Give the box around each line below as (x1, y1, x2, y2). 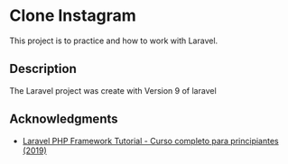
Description (9, 61, 77, 77)
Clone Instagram (9, 5, 137, 26)
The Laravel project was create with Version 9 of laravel (9, 85, 217, 96)
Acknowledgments (9, 112, 119, 127)
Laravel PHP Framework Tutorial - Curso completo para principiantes (22, 135, 279, 146)
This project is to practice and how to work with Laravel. (9, 35, 218, 46)
